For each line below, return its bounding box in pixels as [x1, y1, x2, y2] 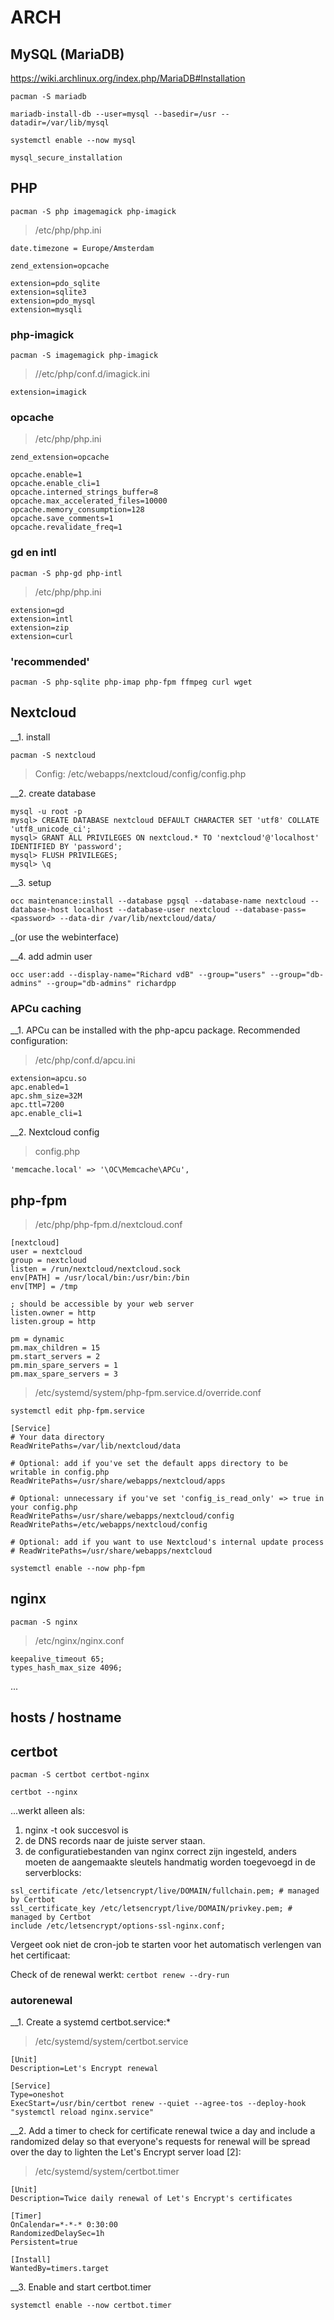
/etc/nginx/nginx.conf [34, 1634, 125, 1646]
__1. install [10, 731, 51, 743]
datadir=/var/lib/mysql [10, 118, 110, 128]
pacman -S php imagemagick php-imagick [10, 206, 177, 216]
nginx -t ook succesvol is [24, 1824, 129, 1836]
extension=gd [10, 605, 65, 615]
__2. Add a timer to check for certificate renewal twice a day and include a [10, 2125, 316, 2137]
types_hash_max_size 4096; [10, 1662, 123, 1673]
